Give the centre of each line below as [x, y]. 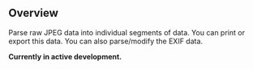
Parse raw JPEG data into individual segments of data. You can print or [127, 32]
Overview [34, 13]
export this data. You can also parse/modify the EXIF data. [106, 41]
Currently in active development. [65, 56]
